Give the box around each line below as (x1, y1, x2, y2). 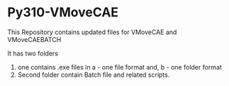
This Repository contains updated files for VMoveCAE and (7, 28, 177, 36)
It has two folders (7, 49, 59, 58)
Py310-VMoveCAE (7, 4, 119, 21)
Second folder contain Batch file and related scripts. (17, 70, 170, 79)
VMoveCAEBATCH (7, 35, 62, 43)
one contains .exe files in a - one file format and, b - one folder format (17, 63, 222, 71)
